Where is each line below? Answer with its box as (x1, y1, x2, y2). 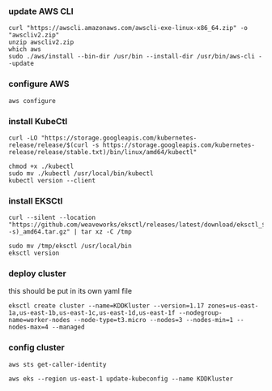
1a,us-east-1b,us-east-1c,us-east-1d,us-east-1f (8, 309, 176, 317)
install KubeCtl (8, 115, 68, 127)
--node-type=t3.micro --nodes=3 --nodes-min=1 (73, 316, 233, 324)
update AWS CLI (8, 6, 74, 17)
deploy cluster (8, 268, 66, 279)
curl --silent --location (8, 213, 96, 222)
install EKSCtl (8, 195, 63, 206)
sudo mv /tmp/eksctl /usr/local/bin (8, 242, 132, 251)
